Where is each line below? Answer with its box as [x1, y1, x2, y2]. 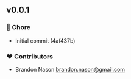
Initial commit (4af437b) [15, 36, 76, 44]
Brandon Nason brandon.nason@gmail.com [15, 66, 126, 73]
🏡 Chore [6, 23, 30, 32]
